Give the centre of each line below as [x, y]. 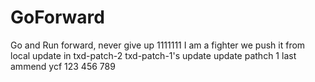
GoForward [57, 17]
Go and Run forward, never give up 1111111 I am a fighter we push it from [158, 45]
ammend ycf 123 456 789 [63, 66]
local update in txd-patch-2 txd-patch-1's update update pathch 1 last [153, 55]
